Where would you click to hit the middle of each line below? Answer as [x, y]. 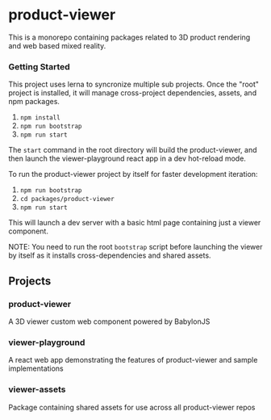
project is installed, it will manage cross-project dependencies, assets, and [132, 93]
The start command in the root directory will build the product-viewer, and [133, 150]
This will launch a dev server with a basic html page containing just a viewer [135, 223]
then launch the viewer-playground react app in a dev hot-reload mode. [127, 158]
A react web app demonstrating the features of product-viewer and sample [133, 360]
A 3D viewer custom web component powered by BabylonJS [109, 321]
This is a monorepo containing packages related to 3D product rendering [129, 37]
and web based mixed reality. [57, 45]
